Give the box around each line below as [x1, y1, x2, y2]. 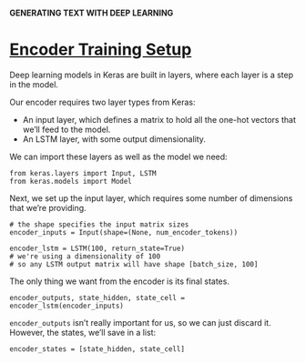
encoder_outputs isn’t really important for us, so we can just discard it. [9, 317, 271, 328]
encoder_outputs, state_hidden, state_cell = [9, 293, 185, 302]
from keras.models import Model [9, 176, 132, 186]
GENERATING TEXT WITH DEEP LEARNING [9, 7, 174, 18]
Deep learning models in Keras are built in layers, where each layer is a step [9, 69, 294, 80]
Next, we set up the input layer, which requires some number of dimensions [9, 192, 293, 204]
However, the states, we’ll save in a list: [9, 327, 157, 338]
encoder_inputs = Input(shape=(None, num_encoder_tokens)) [9, 227, 239, 237]
